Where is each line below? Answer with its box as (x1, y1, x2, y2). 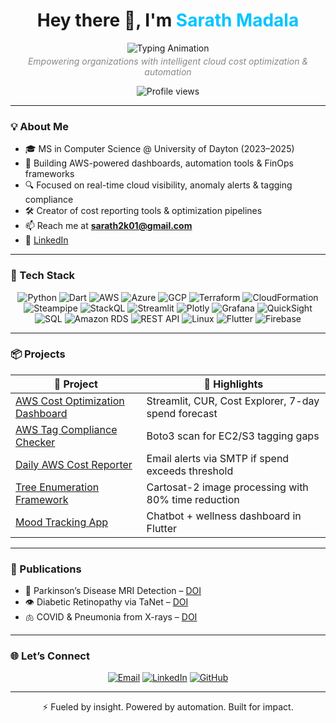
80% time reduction (146, 492, 240, 506)
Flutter (146, 521, 178, 535)
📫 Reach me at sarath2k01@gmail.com (24, 220, 193, 232)
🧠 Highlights (203, 377, 264, 391)
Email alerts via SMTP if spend (146, 451, 290, 465)
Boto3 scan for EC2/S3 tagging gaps (146, 429, 320, 443)
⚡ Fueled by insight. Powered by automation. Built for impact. (42, 701, 294, 713)
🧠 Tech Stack (10, 269, 76, 283)
